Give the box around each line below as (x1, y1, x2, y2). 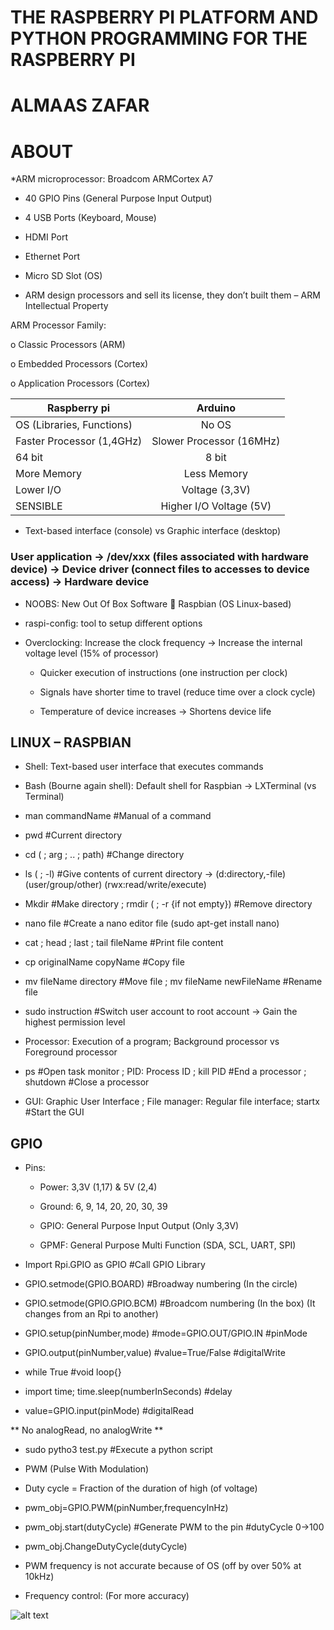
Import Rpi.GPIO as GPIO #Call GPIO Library (24, 1259, 206, 1271)
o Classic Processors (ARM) (10, 339, 126, 351)
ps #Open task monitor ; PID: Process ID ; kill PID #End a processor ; (24, 1066, 307, 1078)
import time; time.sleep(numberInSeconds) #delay (24, 1386, 233, 1398)
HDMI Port (24, 231, 68, 243)
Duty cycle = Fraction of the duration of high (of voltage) (24, 1482, 258, 1495)
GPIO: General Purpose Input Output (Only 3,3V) (39, 1220, 240, 1232)
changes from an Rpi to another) (24, 1308, 159, 1320)
